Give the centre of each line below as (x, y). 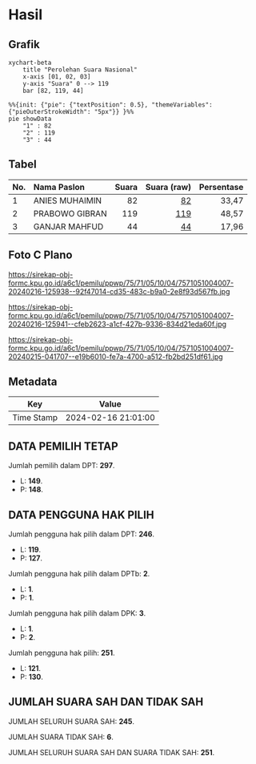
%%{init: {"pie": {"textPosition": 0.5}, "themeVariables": (111, 105)
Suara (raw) (168, 187)
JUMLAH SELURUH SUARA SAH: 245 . (71, 721)
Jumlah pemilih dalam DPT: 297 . (62, 466)
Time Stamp (35, 418)
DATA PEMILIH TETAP (63, 446)
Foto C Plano (40, 255)
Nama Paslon (59, 187)
